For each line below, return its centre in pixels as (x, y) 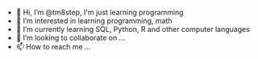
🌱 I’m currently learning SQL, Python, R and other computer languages (133, 29)
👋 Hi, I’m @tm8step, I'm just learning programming (100, 12)
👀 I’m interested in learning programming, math (94, 21)
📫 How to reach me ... (53, 47)
